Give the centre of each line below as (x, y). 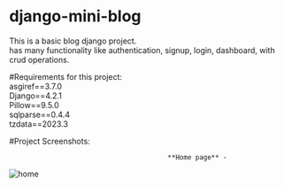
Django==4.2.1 (35, 96)
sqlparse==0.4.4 (40, 114)
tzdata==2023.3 (39, 124)
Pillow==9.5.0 (34, 105)
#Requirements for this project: (65, 76)
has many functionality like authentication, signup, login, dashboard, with (142, 50)
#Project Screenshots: (50, 141)
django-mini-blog (75, 16)
